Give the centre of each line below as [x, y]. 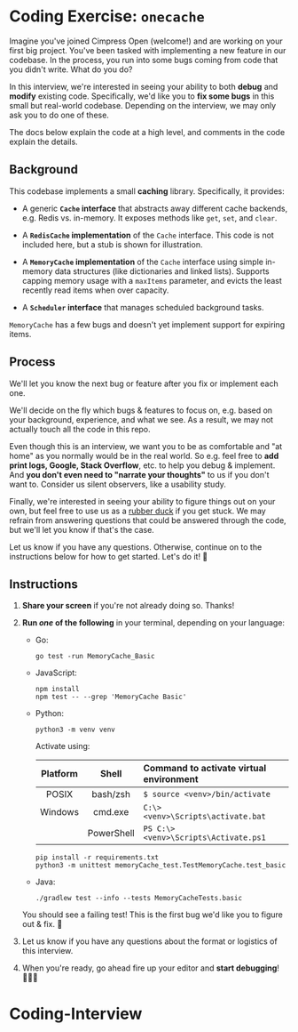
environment [171, 779]
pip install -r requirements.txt [97, 858]
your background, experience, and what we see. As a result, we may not [141, 419]
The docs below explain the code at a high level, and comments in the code [147, 132]
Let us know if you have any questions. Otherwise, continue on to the [136, 547]
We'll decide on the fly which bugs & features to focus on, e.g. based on [141, 410]
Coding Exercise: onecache [107, 16]
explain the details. [43, 141]
